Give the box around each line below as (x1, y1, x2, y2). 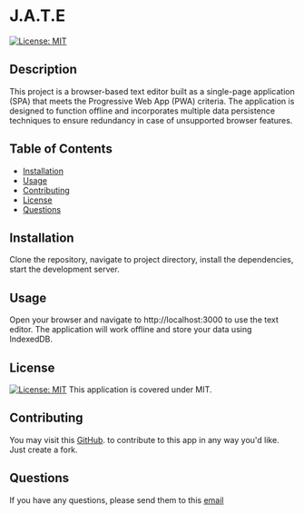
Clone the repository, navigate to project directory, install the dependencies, (9, 254, 294, 265)
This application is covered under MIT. (68, 384, 212, 395)
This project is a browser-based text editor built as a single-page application (9, 85, 295, 96)
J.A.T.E (9, 5, 66, 26)
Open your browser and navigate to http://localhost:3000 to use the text (9, 314, 279, 325)
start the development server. (9, 264, 120, 275)
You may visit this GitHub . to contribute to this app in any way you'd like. (9, 434, 279, 445)
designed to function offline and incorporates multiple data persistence (9, 105, 275, 116)
